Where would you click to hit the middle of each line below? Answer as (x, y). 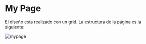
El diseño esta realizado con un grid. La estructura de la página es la (73, 22)
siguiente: (15, 27)
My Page (23, 8)
